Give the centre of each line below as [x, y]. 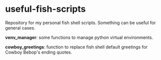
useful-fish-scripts [45, 9]
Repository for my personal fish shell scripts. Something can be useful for [80, 23]
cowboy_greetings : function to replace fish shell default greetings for [77, 47]
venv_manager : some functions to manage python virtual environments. [79, 37]
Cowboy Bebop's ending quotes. [39, 52]
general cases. [20, 28]
